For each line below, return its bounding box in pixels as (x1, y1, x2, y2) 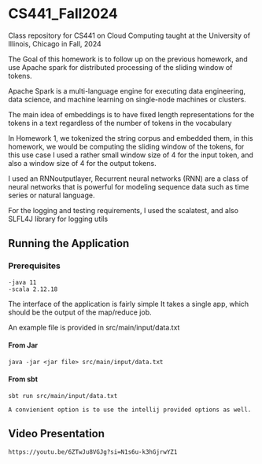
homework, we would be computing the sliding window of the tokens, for (8, 142, 245, 151)
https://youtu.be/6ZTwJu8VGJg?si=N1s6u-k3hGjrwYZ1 (8, 447, 178, 456)
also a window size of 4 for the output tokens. (8, 158, 157, 168)
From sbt (8, 374, 38, 384)
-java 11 (8, 278, 37, 286)
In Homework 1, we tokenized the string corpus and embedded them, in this (8, 133, 253, 142)
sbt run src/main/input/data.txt (8, 392, 118, 400)
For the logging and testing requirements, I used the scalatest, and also (8, 205, 238, 215)
